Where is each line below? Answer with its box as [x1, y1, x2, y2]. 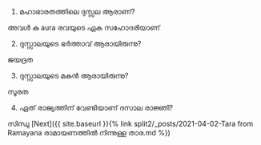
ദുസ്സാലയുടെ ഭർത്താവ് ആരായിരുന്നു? [18, 39, 142, 48]
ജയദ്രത [7, 55, 34, 64]
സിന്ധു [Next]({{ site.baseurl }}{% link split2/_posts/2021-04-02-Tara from [7, 119, 254, 128]
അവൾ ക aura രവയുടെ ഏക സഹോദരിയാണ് [7, 23, 161, 32]
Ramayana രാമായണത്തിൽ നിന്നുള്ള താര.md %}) [7, 128, 171, 137]
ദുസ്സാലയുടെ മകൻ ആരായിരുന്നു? [18, 71, 129, 80]
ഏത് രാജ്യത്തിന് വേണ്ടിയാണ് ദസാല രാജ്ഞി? [18, 103, 174, 112]
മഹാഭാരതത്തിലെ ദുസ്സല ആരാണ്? [18, 7, 135, 16]
